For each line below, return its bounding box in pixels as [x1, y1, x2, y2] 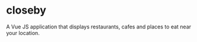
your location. [6, 29, 40, 36]
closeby [6, 4, 46, 17]
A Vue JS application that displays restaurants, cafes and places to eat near [6, 23, 192, 30]
